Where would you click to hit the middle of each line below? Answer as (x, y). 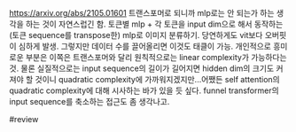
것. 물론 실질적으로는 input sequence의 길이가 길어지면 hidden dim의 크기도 (142, 68)
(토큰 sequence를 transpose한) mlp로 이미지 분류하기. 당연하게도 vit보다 (136, 35)
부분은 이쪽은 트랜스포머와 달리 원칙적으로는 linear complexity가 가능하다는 (156, 57)
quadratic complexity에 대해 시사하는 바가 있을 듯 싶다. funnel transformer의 (144, 90)
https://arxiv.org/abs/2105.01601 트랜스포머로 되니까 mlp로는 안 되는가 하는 (142, 13)
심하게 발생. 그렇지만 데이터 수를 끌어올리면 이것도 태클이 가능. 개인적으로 (145, 46)
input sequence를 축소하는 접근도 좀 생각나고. (90, 101)
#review (24, 119)
